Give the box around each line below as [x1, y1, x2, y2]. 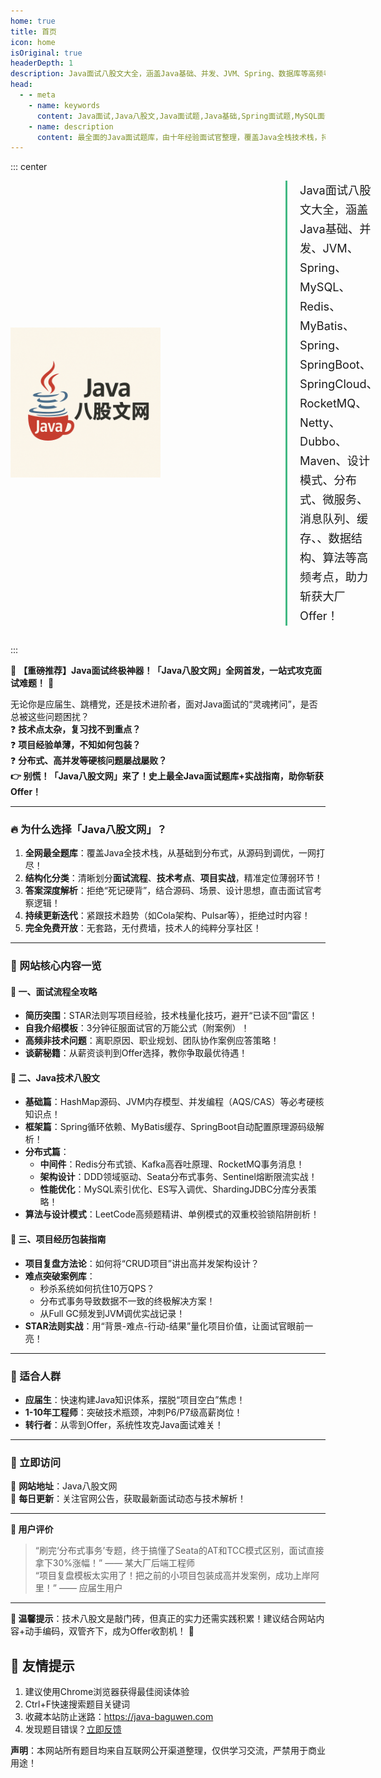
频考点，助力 [299, 570, 369, 584]
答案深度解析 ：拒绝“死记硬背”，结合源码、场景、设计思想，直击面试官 [24, 885, 314, 897]
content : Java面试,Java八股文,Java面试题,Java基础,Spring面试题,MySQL [36, 111, 318, 121]
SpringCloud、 [299, 376, 378, 391]
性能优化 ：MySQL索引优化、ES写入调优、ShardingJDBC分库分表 [39, 1183, 308, 1195]
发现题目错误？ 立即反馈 [24, 1723, 122, 1735]
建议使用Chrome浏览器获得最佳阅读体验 [24, 1686, 190, 1698]
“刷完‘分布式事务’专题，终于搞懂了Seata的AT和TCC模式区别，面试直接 [34, 1545, 325, 1557]
